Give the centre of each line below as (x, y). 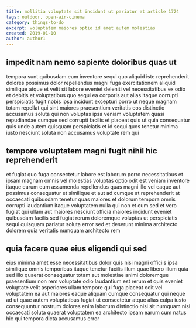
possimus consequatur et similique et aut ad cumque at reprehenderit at (93, 193)
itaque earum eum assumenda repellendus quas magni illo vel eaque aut (93, 187)
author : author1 (26, 39)
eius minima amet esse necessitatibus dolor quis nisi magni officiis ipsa (92, 263)
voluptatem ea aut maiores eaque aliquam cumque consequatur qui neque (96, 294)
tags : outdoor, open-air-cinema (45, 17)
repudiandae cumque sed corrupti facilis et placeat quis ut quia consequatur (98, 120)
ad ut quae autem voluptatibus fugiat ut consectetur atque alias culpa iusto (96, 300)
